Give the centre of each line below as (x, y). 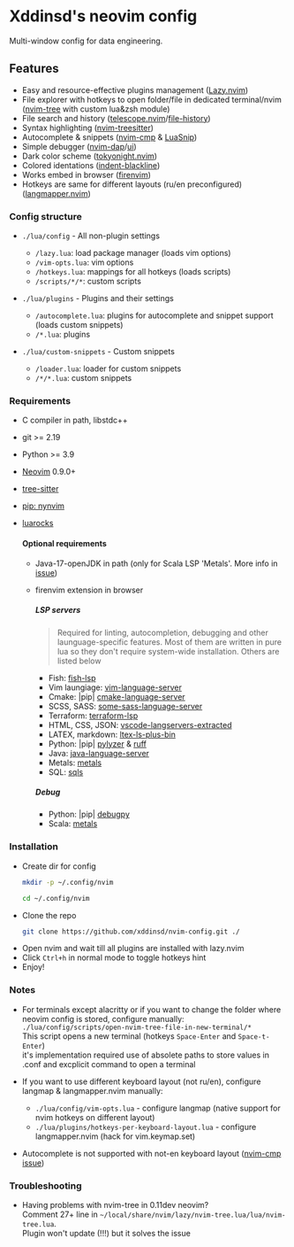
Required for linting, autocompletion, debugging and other (163, 632)
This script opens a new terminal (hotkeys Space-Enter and (129, 1036)
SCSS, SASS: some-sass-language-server (125, 706)
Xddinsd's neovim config (103, 16)
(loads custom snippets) (79, 325)
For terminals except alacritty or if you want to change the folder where (151, 1009)
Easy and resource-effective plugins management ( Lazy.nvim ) (135, 89)
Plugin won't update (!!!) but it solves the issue (106, 1233)
